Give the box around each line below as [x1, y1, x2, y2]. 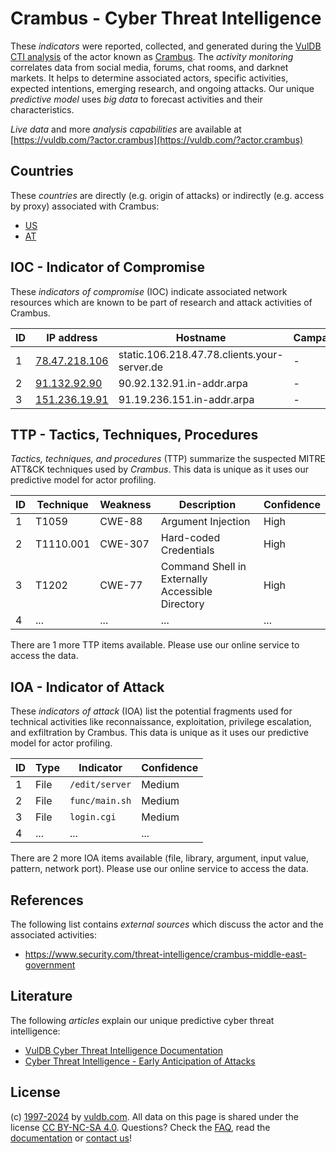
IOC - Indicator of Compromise [10, 259, 205, 276]
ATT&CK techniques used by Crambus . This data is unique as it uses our [10, 463, 310, 476]
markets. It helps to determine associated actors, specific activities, [10, 72, 289, 84]
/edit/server [69, 779, 132, 791]
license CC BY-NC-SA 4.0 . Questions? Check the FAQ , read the [10, 1121, 271, 1133]
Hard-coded [160, 531, 221, 545]
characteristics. [10, 103, 75, 116]
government [24, 959, 76, 971]
